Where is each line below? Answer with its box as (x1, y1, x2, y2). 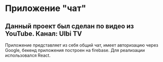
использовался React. (5, 52, 51, 58)
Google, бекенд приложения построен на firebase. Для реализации (5, 48, 145, 53)
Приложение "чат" (5, 3, 87, 14)
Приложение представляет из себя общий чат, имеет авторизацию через (5, 42, 159, 48)
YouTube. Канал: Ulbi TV (5, 29, 82, 37)
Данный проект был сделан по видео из (5, 22, 134, 30)
